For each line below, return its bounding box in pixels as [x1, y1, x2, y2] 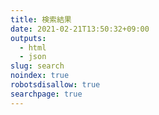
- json [19, 52, 47, 62]
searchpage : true [10, 89, 83, 99]
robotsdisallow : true [10, 80, 101, 90]
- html [19, 42, 47, 53]
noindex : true [10, 71, 70, 81]
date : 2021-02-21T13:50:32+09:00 [10, 24, 150, 34]
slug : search [10, 61, 65, 71]
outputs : [10, 33, 47, 43]
